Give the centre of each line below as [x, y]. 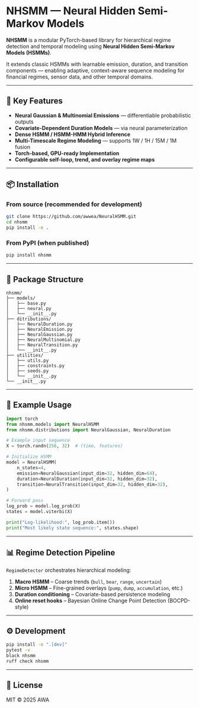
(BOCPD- [179, 600]
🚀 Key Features [35, 101]
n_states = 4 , [31, 467]
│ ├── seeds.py [28, 371]
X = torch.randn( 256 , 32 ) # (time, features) [65, 446]
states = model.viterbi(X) [39, 512]
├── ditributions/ [29, 319]
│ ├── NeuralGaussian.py [39, 335]
